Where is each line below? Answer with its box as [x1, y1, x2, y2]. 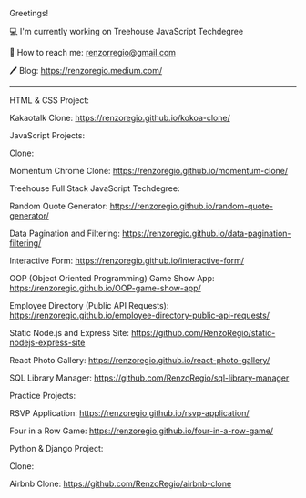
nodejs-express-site [9, 337, 86, 348]
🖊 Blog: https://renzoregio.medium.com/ [9, 66, 162, 76]
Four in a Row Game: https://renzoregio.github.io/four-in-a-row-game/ [9, 425, 274, 436]
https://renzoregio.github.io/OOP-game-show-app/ [9, 282, 202, 293]
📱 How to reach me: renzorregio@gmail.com [9, 47, 176, 57]
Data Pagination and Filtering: [9, 228, 121, 239]
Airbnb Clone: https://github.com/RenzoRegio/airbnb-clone [9, 478, 232, 489]
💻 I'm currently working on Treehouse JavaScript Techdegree [9, 26, 244, 36]
